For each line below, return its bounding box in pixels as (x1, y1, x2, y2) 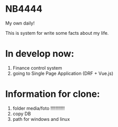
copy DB (12, 111, 31, 117)
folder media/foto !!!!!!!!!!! (12, 105, 65, 111)
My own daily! (5, 20, 35, 26)
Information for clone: (5, 88, 100, 100)
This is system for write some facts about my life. (5, 30, 109, 36)
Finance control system (12, 65, 62, 71)
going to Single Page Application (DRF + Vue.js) (12, 70, 113, 76)
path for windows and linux (12, 116, 70, 122)
